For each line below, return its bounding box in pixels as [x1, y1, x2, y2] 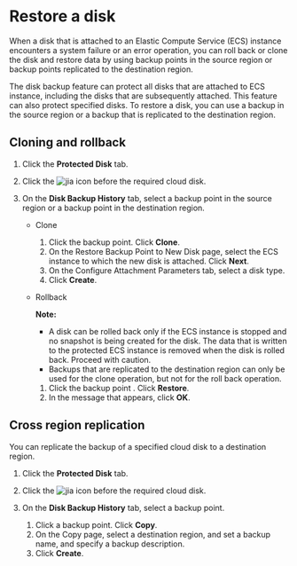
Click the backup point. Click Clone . [48, 237, 180, 248]
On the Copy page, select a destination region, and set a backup [35, 529, 271, 539]
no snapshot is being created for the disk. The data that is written [48, 335, 287, 346]
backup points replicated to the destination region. [9, 64, 193, 75]
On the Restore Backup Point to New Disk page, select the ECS [48, 246, 279, 256]
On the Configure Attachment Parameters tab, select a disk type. [48, 264, 285, 276]
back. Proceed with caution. [48, 354, 152, 365]
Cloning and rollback [9, 135, 127, 150]
